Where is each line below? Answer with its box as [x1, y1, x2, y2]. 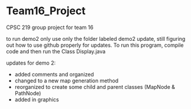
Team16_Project [6, 4, 86, 18]
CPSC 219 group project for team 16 [6, 24, 93, 31]
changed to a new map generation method [14, 77, 119, 84]
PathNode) [14, 89, 41, 97]
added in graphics [14, 96, 59, 103]
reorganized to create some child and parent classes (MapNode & [14, 83, 176, 90]
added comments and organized [14, 70, 95, 78]
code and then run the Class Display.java [6, 47, 106, 54]
